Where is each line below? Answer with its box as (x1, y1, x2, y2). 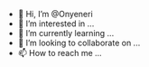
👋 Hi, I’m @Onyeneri (17, 9, 93, 19)
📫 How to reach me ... (17, 48, 102, 58)
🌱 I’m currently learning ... (17, 28, 115, 38)
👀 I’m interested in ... (17, 18, 95, 29)
